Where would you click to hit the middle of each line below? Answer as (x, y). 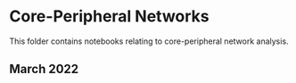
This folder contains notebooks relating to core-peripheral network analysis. (149, 41)
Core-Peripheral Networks (109, 17)
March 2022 (44, 69)
